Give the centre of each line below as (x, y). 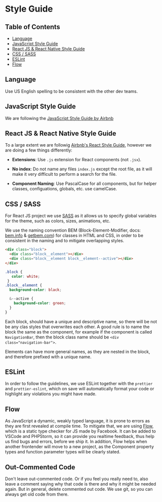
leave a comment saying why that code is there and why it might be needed (81, 484)
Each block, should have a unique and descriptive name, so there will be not (81, 321)
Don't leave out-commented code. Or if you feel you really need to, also (77, 479)
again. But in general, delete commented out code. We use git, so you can (79, 489)
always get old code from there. (37, 494)
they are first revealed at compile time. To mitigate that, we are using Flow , (79, 426)
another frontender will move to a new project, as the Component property (80, 447)
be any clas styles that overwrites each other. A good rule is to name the (77, 327)
